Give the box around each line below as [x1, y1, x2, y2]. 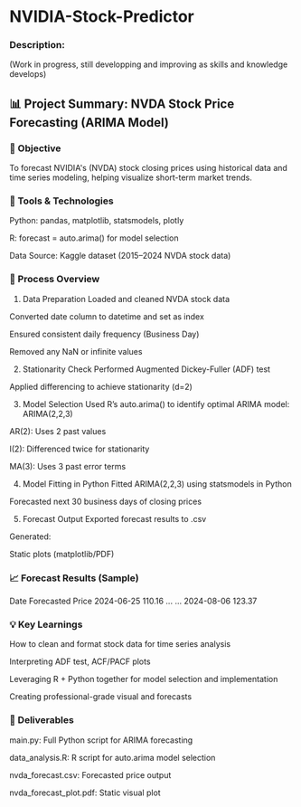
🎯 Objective [9, 142, 61, 155]
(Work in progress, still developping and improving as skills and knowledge [9, 59, 288, 70]
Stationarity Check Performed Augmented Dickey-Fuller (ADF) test [22, 364, 271, 375]
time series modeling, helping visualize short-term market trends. [9, 172, 253, 183]
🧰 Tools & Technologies [9, 195, 115, 207]
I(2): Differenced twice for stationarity [9, 443, 150, 454]
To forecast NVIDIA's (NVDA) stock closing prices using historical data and [9, 163, 287, 174]
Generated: [9, 531, 52, 542]
